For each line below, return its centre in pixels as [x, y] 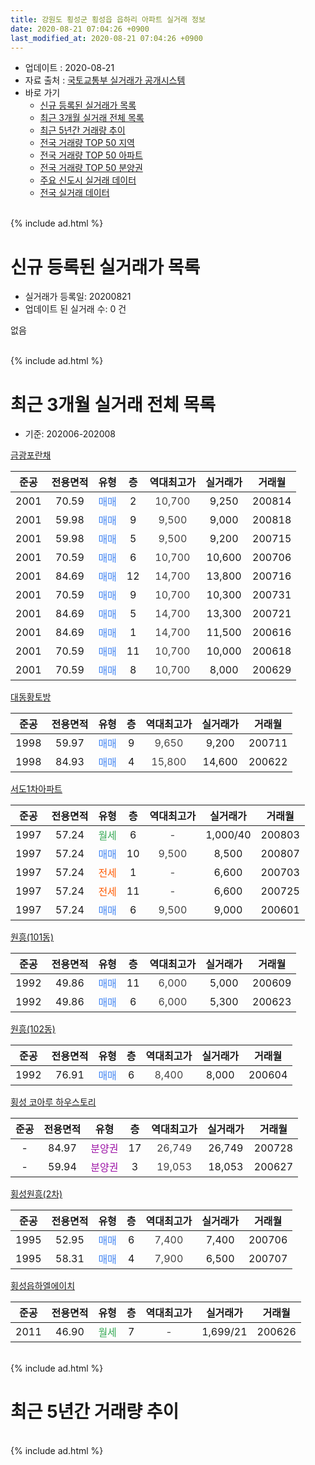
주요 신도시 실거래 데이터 [88, 180]
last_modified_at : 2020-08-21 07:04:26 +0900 [106, 38]
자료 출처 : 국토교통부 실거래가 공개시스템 [105, 80]
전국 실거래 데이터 [74, 193]
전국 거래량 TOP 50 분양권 [91, 168]
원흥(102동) [33, 1029]
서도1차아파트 [36, 789]
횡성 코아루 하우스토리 [53, 1102]
